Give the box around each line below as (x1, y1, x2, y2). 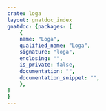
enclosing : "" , (19, 55, 63, 62)
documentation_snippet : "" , (19, 74, 100, 81)
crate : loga (7, 10, 41, 17)
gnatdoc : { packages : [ (7, 23, 72, 30)
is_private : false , (19, 61, 76, 68)
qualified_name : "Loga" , (19, 42, 91, 49)
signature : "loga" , (19, 49, 76, 56)
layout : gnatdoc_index (7, 17, 72, 23)
